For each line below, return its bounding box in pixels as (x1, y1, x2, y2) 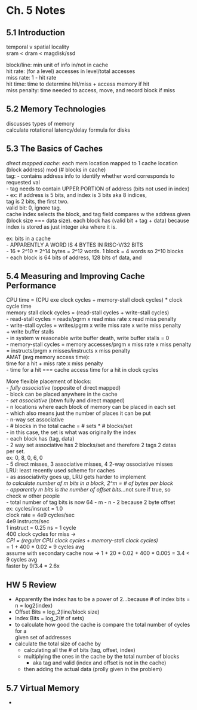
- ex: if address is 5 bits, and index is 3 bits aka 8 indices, (6, 191, 147, 198)
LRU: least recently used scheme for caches (6, 467, 115, 474)
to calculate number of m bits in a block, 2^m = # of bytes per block (6, 480, 173, 487)
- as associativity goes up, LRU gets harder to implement (6, 474, 146, 481)
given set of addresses (14, 634, 72, 641)
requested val (6, 178, 40, 186)
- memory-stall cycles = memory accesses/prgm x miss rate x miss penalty (6, 341, 192, 348)
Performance (6, 281, 57, 291)
